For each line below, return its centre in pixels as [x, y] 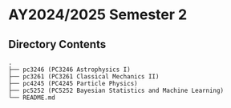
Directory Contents [57, 44]
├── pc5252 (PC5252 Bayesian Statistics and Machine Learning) [116, 90]
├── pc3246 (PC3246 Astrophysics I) [69, 70]
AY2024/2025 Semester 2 [98, 15]
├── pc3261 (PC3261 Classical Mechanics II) [84, 77]
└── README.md [32, 98]
